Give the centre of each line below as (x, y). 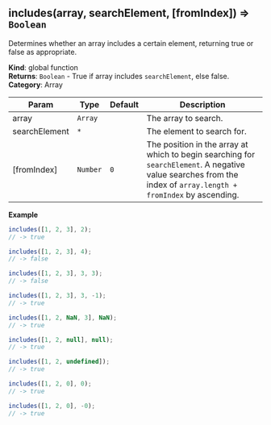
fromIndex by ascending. (193, 194)
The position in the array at (197, 144)
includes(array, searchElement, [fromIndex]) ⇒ (129, 13)
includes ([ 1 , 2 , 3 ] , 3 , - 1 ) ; (57, 296)
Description (202, 104)
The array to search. (185, 118)
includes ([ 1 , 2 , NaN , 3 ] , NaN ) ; (63, 318)
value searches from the (192, 174)
